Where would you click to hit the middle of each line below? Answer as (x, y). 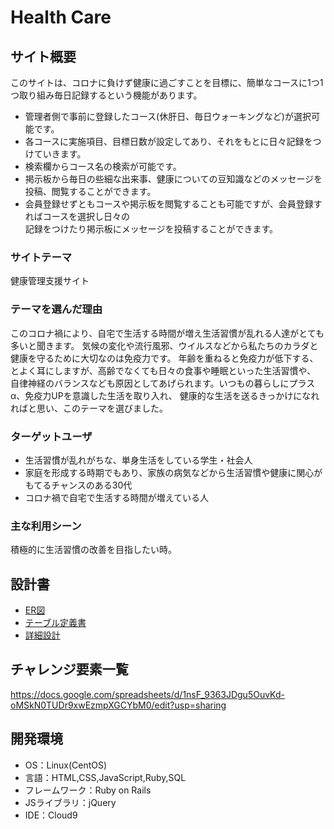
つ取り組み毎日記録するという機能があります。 (106, 95)
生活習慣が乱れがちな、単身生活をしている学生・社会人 (138, 460)
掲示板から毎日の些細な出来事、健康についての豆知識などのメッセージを (173, 179)
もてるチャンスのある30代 (78, 485)
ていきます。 (60, 154)
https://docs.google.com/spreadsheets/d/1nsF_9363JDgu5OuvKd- (147, 694)
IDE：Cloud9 (51, 815)
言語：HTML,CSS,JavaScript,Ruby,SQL (105, 777)
